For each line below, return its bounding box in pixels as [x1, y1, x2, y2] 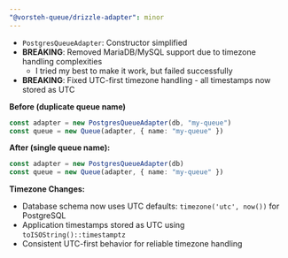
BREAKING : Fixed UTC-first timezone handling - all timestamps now [21, 74, 271, 85]
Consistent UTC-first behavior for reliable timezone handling [21, 239, 243, 249]
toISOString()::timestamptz [21, 231, 126, 239]
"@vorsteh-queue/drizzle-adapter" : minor [9, 12, 165, 22]
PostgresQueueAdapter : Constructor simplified [21, 37, 188, 48]
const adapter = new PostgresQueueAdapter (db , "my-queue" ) [9, 118, 232, 127]
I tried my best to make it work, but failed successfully [35, 65, 233, 76]
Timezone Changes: [9, 184, 86, 194]
